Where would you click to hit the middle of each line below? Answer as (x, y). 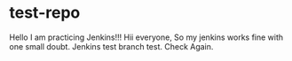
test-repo (45, 13)
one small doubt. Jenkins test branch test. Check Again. (111, 46)
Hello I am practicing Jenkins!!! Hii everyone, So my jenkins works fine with (146, 37)
